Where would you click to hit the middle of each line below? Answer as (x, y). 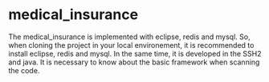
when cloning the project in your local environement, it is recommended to (131, 45)
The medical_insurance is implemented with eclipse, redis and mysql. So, (129, 37)
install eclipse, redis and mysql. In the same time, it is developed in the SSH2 (135, 53)
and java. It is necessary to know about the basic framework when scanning (134, 62)
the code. (24, 70)
